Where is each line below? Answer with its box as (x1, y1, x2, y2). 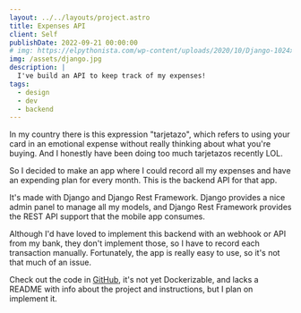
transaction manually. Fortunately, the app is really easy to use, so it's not (9, 248, 280, 258)
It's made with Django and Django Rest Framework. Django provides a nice (9, 192, 286, 203)
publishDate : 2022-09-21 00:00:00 (9, 38, 139, 47)
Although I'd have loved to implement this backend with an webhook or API (9, 229, 287, 240)
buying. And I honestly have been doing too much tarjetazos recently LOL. (9, 148, 284, 159)
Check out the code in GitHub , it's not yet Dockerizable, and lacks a (9, 275, 259, 285)
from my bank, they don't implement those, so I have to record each (9, 238, 260, 249)
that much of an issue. (9, 257, 92, 268)
